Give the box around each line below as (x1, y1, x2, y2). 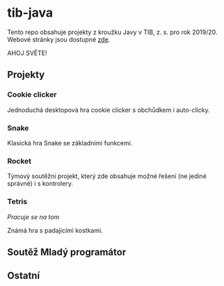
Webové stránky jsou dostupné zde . (7, 35, 111, 43)
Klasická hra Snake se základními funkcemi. (7, 138, 133, 147)
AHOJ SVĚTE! (7, 49, 47, 57)
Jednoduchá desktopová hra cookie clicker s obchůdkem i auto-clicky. (7, 106, 210, 114)
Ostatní (7, 270, 40, 282)
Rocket (7, 156, 32, 166)
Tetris (7, 197, 28, 207)
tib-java (7, 5, 54, 21)
